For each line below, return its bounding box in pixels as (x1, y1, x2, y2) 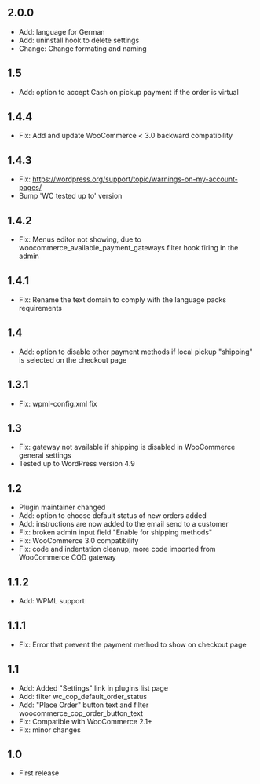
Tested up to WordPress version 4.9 (18, 459, 135, 469)
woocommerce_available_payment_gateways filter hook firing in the (18, 243, 239, 253)
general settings (18, 450, 71, 460)
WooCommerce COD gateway (18, 552, 116, 562)
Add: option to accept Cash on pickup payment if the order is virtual (18, 87, 239, 97)
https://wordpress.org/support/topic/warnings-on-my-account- (32, 174, 239, 184)
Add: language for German (18, 27, 105, 36)
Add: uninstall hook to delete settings (18, 35, 140, 45)
